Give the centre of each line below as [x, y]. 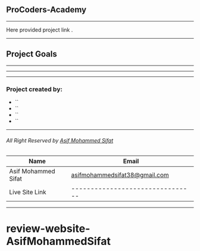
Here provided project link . [40, 30]
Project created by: [34, 89]
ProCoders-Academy [46, 10]
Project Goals [32, 54]
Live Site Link [28, 192]
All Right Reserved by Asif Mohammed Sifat [60, 140]
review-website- [48, 229]
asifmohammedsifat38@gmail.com [120, 175]
